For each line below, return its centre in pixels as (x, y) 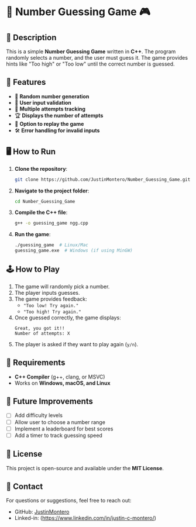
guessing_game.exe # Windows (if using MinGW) (73, 251)
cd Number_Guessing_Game (45, 201)
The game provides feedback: (51, 299)
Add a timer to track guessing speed (58, 435)
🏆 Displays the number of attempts (59, 115)
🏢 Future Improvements (50, 402)
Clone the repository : (41, 168)
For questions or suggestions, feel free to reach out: (69, 501)
